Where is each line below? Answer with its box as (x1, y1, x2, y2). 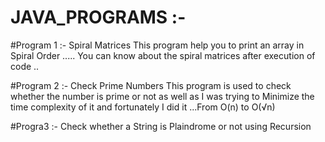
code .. (10, 60, 40, 72)
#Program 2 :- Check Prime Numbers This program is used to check (10, 79, 292, 91)
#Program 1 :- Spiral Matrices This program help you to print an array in (10, 39, 305, 51)
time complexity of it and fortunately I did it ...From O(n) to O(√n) (10, 101, 276, 113)
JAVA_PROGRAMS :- (10, 6, 187, 29)
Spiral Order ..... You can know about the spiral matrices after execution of (10, 49, 316, 61)
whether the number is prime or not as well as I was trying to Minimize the (10, 90, 315, 102)
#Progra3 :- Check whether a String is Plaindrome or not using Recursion (10, 120, 312, 132)
